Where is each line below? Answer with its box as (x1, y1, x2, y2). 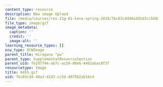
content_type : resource (5, 7, 53, 12)
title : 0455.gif (5, 70, 38, 75)
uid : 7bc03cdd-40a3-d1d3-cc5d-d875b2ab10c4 (5, 74, 95, 79)
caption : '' (9, 29, 34, 34)
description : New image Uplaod (5, 12, 68, 16)
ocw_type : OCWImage (5, 47, 45, 52)
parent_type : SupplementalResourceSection (5, 57, 92, 61)
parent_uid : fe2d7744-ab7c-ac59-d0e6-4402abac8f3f (5, 61, 110, 66)
